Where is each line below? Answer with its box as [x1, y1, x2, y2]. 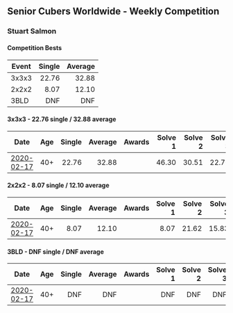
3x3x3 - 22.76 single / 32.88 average [7, 115, 116, 124]
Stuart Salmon [7, 26, 57, 36]
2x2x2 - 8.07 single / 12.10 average [7, 181, 110, 190]
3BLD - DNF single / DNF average [7, 247, 104, 256]
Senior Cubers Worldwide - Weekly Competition [7, 6, 220, 17]
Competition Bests [7, 43, 62, 51]
